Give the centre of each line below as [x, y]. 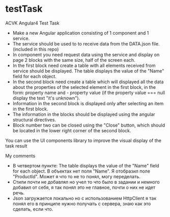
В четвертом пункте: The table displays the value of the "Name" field [86, 165]
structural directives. [34, 119]
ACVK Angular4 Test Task [32, 23]
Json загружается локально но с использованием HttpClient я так [84, 198]
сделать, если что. [33, 209]
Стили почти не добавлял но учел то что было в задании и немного [86, 182]
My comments [20, 156]
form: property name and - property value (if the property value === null [89, 92]
